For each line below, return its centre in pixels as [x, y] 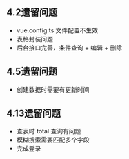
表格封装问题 [34, 39]
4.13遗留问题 [34, 114]
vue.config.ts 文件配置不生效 [57, 30]
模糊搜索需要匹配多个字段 [53, 140]
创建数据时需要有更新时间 [53, 89]
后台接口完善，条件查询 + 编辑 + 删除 [69, 48]
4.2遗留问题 [32, 12]
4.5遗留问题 [32, 72]
